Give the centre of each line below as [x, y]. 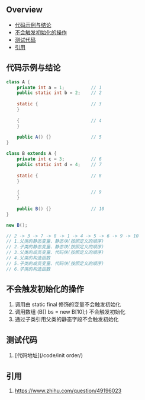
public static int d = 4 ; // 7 [59, 164]
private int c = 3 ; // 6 [59, 159]
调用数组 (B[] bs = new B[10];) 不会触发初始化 [70, 312]
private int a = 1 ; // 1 [59, 87]
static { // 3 [59, 104]
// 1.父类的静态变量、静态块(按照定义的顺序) [55, 241]
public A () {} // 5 [59, 137]
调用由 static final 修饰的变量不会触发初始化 [68, 304]
